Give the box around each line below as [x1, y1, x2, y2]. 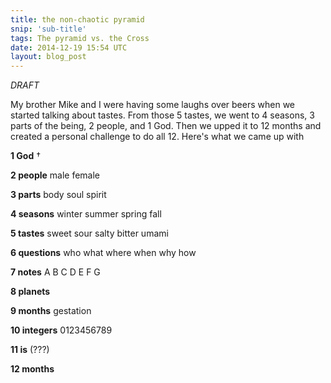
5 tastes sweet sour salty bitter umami [10, 227, 169, 240]
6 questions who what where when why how [10, 247, 197, 259]
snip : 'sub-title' [10, 24, 87, 34]
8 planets [10, 286, 51, 298]
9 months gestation [10, 305, 92, 317]
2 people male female [10, 169, 101, 181]
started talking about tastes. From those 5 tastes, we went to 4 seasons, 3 [10, 109, 315, 121]
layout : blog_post [10, 52, 87, 62]
